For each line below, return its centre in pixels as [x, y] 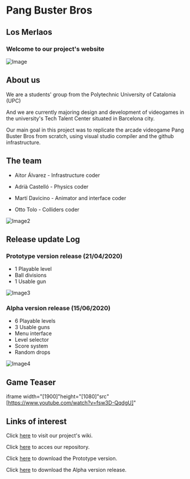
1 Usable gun [30, 281]
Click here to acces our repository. [48, 447]
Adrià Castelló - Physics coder [51, 186]
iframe [14, 396]
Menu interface [33, 333]
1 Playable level [33, 269]
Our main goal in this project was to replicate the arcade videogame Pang [95, 130]
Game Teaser [31, 382]
